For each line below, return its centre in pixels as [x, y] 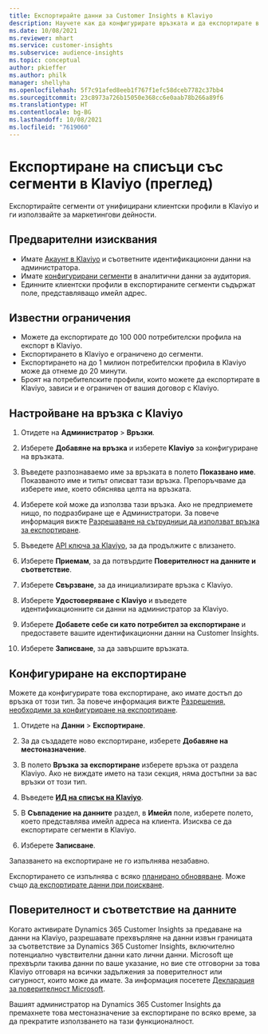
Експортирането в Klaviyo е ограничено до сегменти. [112, 354]
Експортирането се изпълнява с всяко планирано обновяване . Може [127, 876]
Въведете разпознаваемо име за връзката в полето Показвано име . [138, 472]
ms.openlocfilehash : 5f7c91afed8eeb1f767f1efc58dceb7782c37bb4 [116, 90]
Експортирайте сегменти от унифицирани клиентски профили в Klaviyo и [134, 206]
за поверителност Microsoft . [57, 988]
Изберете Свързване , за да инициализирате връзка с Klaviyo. [127, 585]
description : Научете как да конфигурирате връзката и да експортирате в [134, 23]
